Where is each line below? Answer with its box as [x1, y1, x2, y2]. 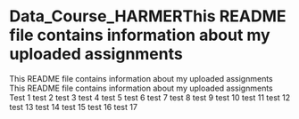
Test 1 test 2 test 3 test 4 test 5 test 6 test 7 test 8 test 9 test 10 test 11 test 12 [9, 91, 291, 103]
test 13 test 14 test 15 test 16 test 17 [9, 101, 138, 112]
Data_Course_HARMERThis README [9, 6, 287, 27]
